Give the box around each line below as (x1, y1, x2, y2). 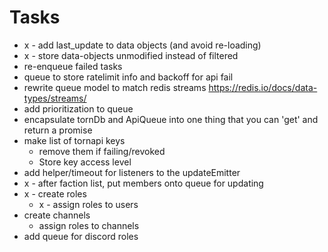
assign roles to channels (38, 219, 140, 231)
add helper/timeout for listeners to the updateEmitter (23, 166, 241, 178)
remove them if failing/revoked (38, 145, 166, 157)
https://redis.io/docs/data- (208, 81, 318, 93)
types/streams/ (23, 92, 87, 104)
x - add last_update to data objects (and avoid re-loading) (23, 39, 262, 51)
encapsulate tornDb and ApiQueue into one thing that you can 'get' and (23, 113, 319, 125)
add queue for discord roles (23, 230, 139, 242)
